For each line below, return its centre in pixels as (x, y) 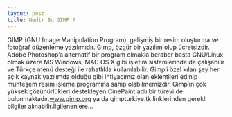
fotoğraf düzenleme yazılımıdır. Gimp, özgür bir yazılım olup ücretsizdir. (108, 47)
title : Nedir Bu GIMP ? (42, 20)
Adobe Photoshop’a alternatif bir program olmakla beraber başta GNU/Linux (115, 54)
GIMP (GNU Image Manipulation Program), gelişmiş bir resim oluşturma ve (113, 39)
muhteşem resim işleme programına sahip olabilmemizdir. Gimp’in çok (107, 84)
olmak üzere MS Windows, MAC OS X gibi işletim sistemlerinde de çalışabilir (116, 62)
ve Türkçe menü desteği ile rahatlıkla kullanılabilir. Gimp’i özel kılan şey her (113, 69)
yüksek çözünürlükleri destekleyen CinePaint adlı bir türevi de (95, 91)
